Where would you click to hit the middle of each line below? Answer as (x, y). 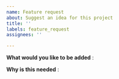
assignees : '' (24, 35)
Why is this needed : (33, 70)
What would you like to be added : (50, 58)
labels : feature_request (38, 29)
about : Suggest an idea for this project (60, 18)
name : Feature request (35, 12)
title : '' (19, 23)
